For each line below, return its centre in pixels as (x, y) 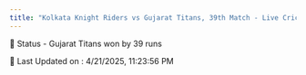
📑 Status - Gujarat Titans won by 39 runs (86, 43)
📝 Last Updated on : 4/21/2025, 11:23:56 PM (92, 61)
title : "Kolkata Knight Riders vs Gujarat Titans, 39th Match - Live (144, 18)
